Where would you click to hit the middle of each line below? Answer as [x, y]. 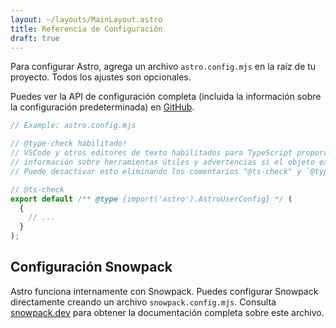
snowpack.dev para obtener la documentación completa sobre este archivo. [167, 312]
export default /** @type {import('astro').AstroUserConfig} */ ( [151, 199]
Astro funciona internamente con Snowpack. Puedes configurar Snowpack [164, 291]
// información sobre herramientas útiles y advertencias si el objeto [162, 162]
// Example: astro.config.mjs [73, 126]
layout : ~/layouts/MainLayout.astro [86, 19]
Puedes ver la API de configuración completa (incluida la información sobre [166, 97]
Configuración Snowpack [91, 267]
